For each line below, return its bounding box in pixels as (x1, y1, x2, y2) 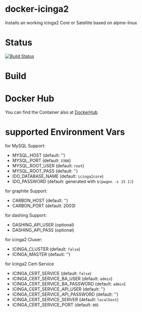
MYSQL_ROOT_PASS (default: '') (12, 168, 78, 174)
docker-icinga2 (5, 3, 69, 15)
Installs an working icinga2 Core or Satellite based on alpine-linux (5, 20, 137, 26)
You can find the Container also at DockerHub (5, 109, 98, 115)
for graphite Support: (5, 188, 47, 194)
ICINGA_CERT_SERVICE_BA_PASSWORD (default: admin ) (12, 281, 126, 286)
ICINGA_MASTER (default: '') (12, 251, 71, 257)
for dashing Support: (5, 212, 47, 218)
